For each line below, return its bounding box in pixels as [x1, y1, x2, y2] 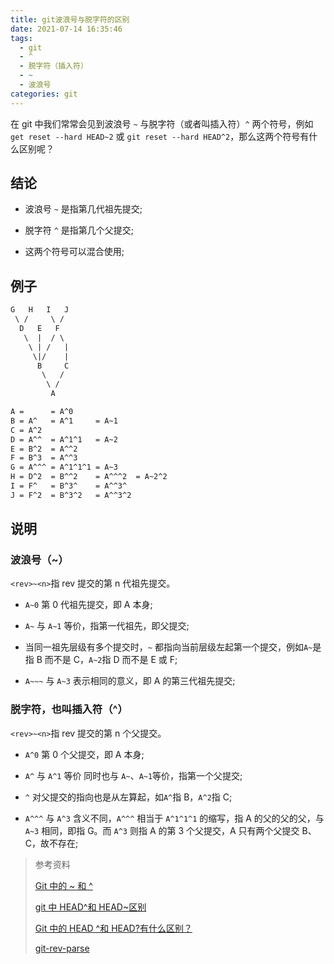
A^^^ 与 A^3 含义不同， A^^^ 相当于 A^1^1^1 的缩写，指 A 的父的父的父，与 [24, 812, 325, 824]
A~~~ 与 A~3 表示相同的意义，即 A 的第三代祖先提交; [24, 675, 236, 687]
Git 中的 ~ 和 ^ [34, 879, 93, 891]
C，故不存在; [24, 837, 79, 849]
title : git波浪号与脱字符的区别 [10, 14, 130, 25]
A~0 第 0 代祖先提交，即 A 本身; [24, 599, 153, 611]
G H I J [10, 305, 70, 315]
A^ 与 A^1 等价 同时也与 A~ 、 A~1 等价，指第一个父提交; [24, 769, 243, 781]
